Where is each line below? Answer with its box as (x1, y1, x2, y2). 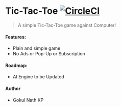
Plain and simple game (12, 45, 61, 51)
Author (5, 85, 21, 92)
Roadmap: (5, 62, 28, 69)
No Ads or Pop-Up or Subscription (12, 51, 85, 57)
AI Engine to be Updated (12, 74, 65, 80)
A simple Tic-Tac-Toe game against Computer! (17, 22, 116, 28)
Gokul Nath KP (12, 97, 44, 103)
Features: (5, 34, 27, 40)
